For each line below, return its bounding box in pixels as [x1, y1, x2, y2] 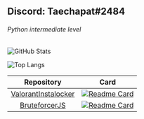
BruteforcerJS [20, 100, 66, 110]
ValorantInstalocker [11, 89, 75, 99]
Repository [24, 77, 62, 87]
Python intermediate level [7, 24, 81, 34]
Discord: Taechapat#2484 [7, 6, 125, 17]
